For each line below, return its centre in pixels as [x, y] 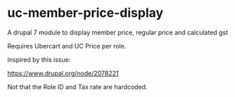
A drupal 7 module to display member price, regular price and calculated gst [118, 32]
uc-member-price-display [85, 13]
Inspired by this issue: [39, 59]
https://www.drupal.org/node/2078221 [63, 73]
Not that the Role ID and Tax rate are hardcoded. [77, 86]
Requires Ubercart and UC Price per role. [67, 46]
